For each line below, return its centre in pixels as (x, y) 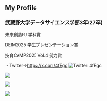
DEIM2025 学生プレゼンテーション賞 (42, 45)
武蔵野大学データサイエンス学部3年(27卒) (54, 23)
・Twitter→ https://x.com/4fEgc (36, 65)
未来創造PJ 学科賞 (23, 34)
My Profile (21, 8)
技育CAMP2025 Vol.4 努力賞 (34, 55)
